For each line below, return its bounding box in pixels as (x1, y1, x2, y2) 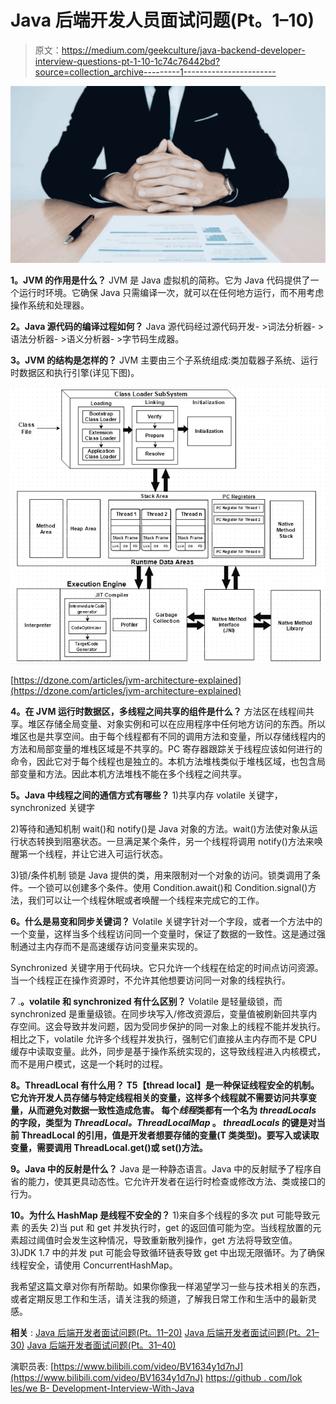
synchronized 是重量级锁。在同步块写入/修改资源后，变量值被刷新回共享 (10, 1008, 309, 1020)
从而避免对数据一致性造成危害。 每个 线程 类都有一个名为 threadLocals (27, 1104, 317, 1116)
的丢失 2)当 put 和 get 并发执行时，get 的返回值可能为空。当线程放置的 (21, 1222, 313, 1234)
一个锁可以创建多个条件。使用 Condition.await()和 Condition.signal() (27, 882, 308, 894)
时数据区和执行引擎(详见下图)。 (10, 367, 140, 379)
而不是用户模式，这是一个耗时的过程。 (10, 1058, 168, 1070)
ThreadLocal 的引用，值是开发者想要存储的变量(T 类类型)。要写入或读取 (21, 1129, 320, 1141)
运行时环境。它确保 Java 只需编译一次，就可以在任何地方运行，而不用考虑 (18, 287, 325, 299)
